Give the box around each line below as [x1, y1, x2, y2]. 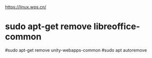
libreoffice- [93, 21, 140, 32]
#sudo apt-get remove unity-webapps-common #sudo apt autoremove [5, 47, 147, 53]
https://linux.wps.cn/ [5, 4, 47, 10]
